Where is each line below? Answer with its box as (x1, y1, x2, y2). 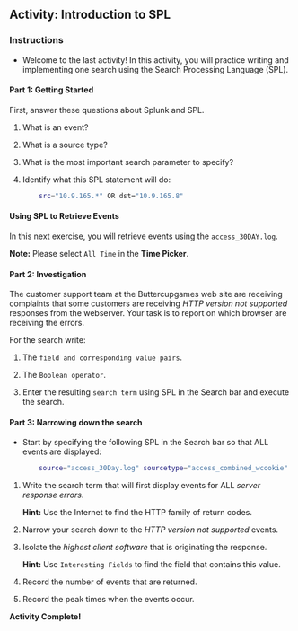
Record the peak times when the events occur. (22, 594, 195, 605)
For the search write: (9, 335, 86, 346)
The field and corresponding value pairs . (22, 352, 182, 363)
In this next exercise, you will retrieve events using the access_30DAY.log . (9, 231, 278, 241)
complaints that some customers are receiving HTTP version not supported (9, 298, 288, 309)
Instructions (9, 34, 65, 47)
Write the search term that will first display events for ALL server (22, 480, 261, 491)
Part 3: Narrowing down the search (9, 416, 143, 427)
